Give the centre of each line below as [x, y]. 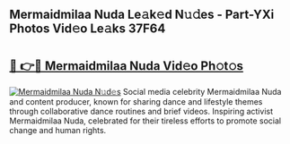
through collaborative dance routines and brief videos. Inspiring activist [141, 111]
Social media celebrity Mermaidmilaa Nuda [202, 92]
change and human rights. [58, 130]
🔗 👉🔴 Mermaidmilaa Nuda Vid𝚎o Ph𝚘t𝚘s [127, 66]
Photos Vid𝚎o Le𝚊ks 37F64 [88, 29]
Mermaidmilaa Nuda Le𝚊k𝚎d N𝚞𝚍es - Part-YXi [142, 15]
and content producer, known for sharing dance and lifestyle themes [136, 102]
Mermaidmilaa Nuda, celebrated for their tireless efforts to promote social [145, 121]
